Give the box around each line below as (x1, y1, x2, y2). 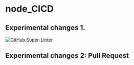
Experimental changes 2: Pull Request (5, 51, 129, 60)
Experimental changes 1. (5, 23, 85, 32)
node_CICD (5, 3, 54, 15)
